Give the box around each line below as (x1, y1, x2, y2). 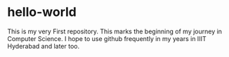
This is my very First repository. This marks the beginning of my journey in (7, 27, 223, 35)
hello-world (7, 4, 77, 20)
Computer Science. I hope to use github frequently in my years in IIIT (7, 34, 207, 42)
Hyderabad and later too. (7, 42, 79, 50)
